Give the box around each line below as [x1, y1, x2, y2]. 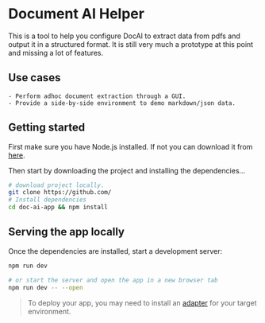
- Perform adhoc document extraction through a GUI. [8, 92, 186, 100]
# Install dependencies [8, 196, 87, 204]
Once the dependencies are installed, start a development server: [8, 246, 223, 255]
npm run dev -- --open [8, 283, 83, 291]
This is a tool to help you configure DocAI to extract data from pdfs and [8, 31, 240, 41]
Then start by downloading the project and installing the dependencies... [8, 165, 246, 175]
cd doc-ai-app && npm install [8, 204, 109, 212]
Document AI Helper [8, 5, 145, 23]
